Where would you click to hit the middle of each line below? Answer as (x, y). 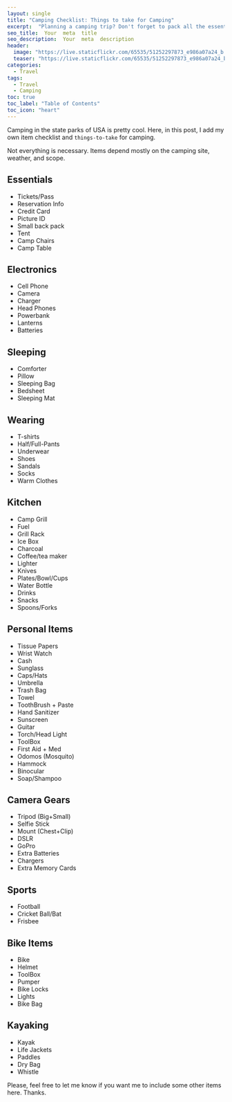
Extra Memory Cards (47, 868)
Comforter (32, 369)
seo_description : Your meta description (71, 39)
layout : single (29, 13)
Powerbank (33, 316)
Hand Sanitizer (38, 712)
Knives (27, 570)
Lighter (27, 563)
